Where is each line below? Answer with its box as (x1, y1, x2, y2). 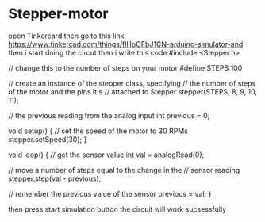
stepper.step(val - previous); (8, 174, 102, 183)
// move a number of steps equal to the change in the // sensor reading (8, 165, 240, 174)
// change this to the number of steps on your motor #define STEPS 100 (8, 63, 243, 72)
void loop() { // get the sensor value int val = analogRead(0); (8, 150, 205, 159)
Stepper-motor (8, 5, 109, 23)
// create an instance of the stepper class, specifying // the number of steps (8, 78, 256, 88)
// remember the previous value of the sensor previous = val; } (8, 189, 212, 198)
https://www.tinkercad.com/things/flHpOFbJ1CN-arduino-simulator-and (8, 39, 244, 48)
